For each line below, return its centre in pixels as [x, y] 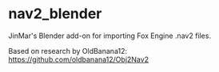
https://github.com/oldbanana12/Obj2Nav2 [79, 59]
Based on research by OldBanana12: [68, 51]
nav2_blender [55, 14]
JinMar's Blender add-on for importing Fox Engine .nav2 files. [110, 36]
